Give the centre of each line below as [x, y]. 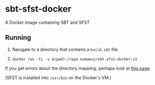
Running [18, 38]
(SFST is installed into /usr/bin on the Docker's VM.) [58, 77]
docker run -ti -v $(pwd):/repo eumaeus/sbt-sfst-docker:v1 [75, 59]
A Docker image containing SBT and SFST [47, 22]
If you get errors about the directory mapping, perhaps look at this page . [78, 68]
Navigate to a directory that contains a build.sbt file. [65, 49]
